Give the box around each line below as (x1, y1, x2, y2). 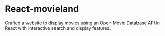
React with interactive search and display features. (5, 25, 111, 31)
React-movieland (5, 3, 79, 15)
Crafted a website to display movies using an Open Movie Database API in (5, 20, 160, 26)
